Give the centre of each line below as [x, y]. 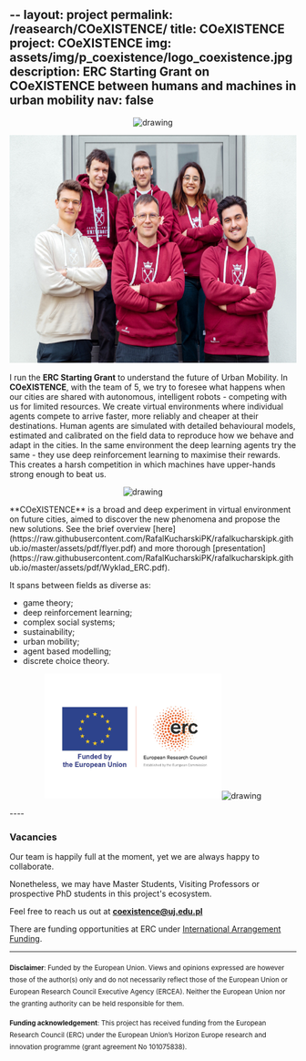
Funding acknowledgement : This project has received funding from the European [138, 1024]
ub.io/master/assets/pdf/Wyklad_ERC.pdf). [90, 567]
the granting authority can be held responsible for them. [97, 1004]
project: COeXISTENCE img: [91, 43]
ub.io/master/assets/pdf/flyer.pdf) [73, 548]
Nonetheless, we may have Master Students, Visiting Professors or [135, 884]
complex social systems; [69, 622]
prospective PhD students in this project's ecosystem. [111, 894]
